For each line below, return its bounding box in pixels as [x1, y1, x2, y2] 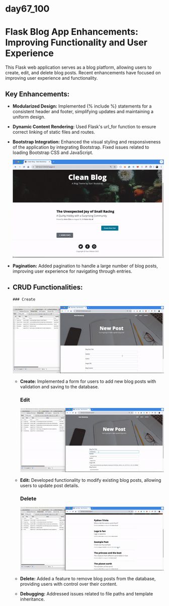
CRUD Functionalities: [12, 283, 83, 291]
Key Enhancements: [5, 89, 70, 98]
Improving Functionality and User [5, 37, 147, 48]
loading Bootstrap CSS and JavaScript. [12, 149, 94, 156]
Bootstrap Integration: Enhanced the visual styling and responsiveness [12, 138, 161, 144]
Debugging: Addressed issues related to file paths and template [20, 591, 153, 597]
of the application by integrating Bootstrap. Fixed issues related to [12, 144, 149, 150]
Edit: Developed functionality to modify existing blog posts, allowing [20, 477, 161, 483]
